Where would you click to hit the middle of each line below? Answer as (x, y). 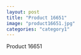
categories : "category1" (38, 29)
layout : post (23, 12)
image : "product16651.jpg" (41, 23)
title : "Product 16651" (37, 18)
